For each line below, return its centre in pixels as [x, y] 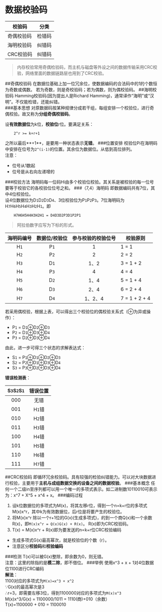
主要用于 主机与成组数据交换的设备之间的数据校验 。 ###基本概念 [86, 483]
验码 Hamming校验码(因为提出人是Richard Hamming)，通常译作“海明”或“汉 [80, 96]
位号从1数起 [23, 165]
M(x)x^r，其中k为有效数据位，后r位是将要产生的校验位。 [68, 511]
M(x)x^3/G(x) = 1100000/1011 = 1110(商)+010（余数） [58, 599]
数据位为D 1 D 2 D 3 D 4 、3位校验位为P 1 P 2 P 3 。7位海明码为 [70, 200]
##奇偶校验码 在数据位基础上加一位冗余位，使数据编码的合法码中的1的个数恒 [81, 84]
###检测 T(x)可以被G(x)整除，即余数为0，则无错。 [55, 556]
